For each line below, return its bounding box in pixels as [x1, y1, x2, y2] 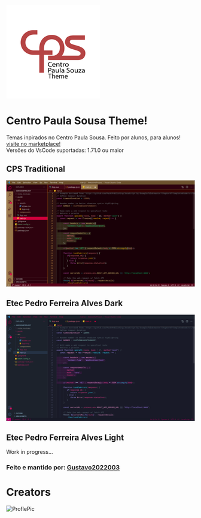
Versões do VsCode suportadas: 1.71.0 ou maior [6, 146, 124, 154]
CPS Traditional [6, 164, 66, 174]
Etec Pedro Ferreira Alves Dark [6, 298, 123, 309]
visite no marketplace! [6, 140, 61, 147]
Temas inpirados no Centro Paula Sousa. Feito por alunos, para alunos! [6, 134, 181, 141]
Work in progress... [6, 448, 53, 456]
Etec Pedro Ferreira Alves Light [6, 432, 124, 442]
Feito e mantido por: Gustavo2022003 [6, 463, 120, 472]
